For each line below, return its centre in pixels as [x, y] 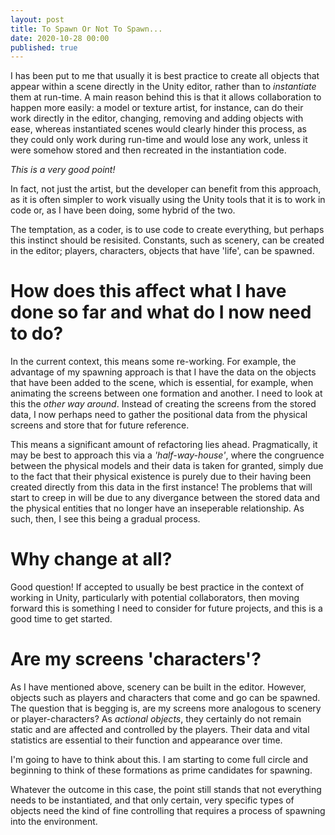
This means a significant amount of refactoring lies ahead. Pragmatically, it [164, 445]
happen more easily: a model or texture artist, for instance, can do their [157, 108]
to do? [37, 333]
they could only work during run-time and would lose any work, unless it [159, 140]
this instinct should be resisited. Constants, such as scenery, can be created [167, 240]
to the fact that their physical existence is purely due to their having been [161, 477]
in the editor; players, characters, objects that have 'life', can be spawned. [162, 251]
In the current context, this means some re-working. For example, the [153, 362]
